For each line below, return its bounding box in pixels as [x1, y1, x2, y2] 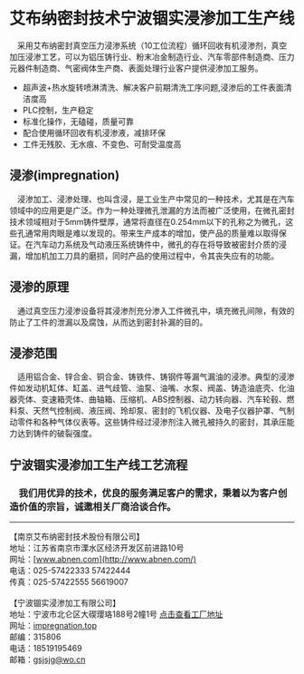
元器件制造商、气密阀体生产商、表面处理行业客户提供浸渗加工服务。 [9, 63, 263, 73]
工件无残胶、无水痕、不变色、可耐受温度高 [22, 138, 182, 150]
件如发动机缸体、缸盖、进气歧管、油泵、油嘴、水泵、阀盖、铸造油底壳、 [9, 383, 279, 394]
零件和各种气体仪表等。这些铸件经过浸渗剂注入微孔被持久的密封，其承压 [16, 416, 287, 427]
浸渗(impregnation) [9, 168, 120, 183]
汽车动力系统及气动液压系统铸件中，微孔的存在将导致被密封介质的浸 [33, 239, 287, 249]
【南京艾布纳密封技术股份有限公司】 [9, 532, 145, 542]
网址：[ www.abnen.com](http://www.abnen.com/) [9, 554, 197, 565]
